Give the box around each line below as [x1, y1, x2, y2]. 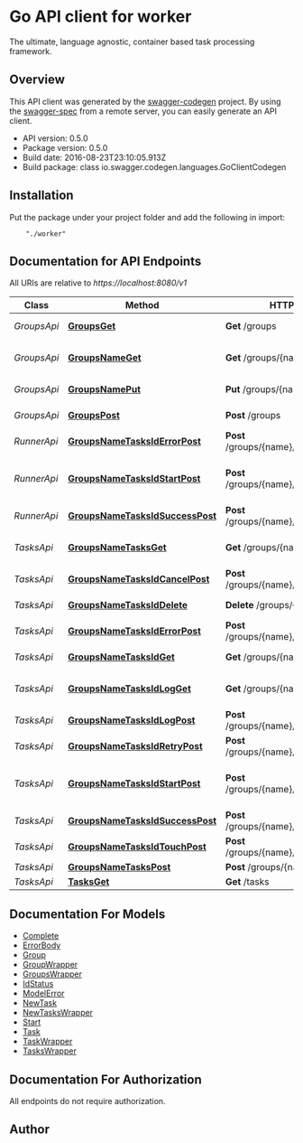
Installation [9, 188, 74, 203]
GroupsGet [67, 320, 116, 333]
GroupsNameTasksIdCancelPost [67, 573, 210, 586]
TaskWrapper [22, 1036, 73, 1047]
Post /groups [225, 409, 281, 422]
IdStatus [22, 979, 54, 989]
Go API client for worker [9, 6, 192, 27]
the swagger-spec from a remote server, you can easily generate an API [9, 106, 278, 117]
